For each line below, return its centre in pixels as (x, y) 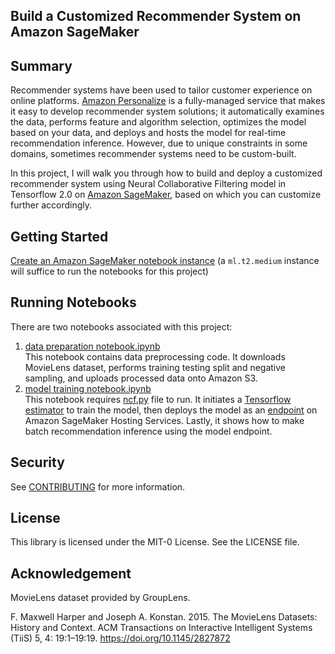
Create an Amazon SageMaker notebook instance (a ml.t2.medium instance (165, 261)
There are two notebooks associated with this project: (121, 326)
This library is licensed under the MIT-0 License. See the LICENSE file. (155, 542)
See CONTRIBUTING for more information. (98, 486)
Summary (41, 65)
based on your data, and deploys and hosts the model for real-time (148, 133)
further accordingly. (51, 205)
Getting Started (59, 236)
